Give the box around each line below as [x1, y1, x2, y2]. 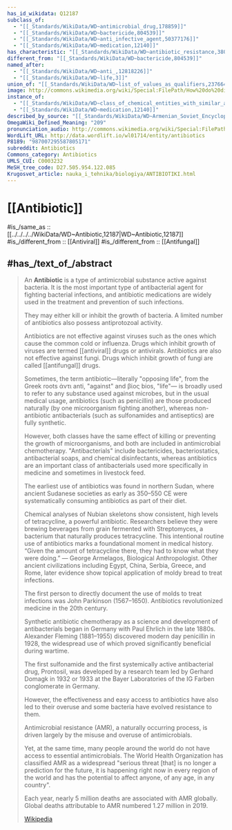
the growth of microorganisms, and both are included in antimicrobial [23, 439, 221, 448]
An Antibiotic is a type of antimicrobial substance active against [23, 276, 207, 284]
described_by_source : [7, 112, 70, 119]
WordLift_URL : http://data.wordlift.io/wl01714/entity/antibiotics [7, 132, 206, 139]
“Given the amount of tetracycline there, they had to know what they [23, 546, 219, 555]
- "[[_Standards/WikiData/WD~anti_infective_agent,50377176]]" [13, 36, 199, 43]
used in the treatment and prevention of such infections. [23, 298, 184, 306]
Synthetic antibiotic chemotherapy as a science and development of [23, 617, 218, 626]
